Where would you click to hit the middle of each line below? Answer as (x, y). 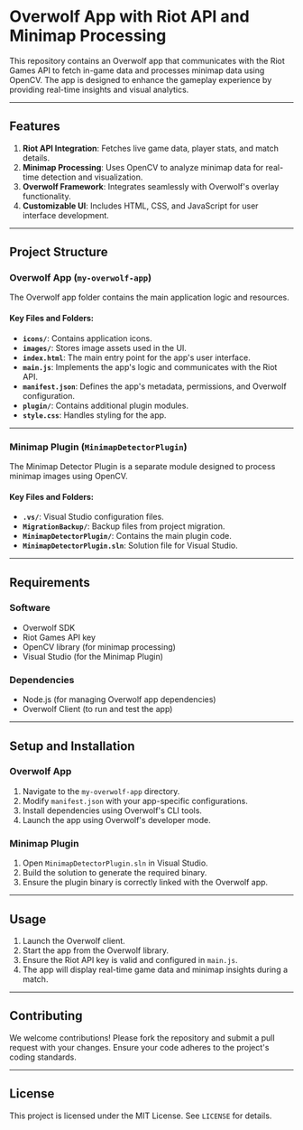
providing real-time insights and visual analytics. (99, 89)
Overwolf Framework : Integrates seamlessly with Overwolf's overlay (151, 186)
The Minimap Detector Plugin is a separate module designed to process (142, 466)
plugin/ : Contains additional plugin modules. (106, 405)
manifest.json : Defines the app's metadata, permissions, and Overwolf (154, 386)
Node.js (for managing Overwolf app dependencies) (119, 699)
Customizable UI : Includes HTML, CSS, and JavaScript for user (140, 206)
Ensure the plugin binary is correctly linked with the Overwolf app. (145, 883)
